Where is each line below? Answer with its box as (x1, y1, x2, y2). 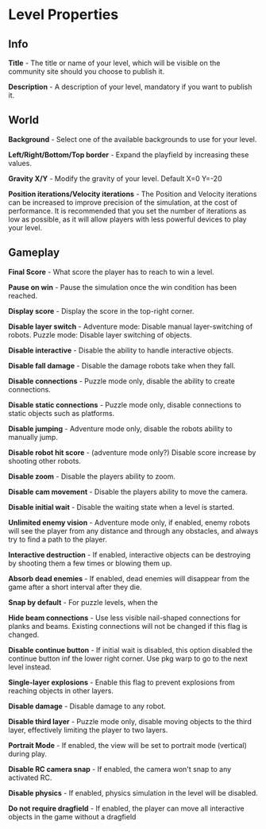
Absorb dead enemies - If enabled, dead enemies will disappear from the (8, 573, 250, 583)
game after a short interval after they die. (8, 582, 142, 592)
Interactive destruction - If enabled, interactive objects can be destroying (8, 549, 251, 559)
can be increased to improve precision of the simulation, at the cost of (8, 197, 238, 207)
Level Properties (8, 6, 119, 24)
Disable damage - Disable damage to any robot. (8, 701, 167, 711)
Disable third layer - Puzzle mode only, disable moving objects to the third (8, 716, 252, 726)
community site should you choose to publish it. (8, 67, 165, 76)
